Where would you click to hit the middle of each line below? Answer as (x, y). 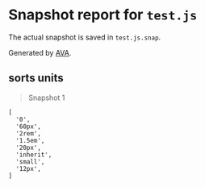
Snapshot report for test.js (103, 15)
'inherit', (34, 155)
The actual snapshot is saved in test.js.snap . (85, 37)
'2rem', (29, 133)
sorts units (36, 78)
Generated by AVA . (40, 52)
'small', (30, 162)
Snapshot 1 (46, 98)
